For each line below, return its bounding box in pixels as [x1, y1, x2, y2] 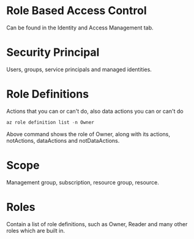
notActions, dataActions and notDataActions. [6, 137, 120, 144]
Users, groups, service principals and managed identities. [6, 66, 152, 73]
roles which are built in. [6, 227, 65, 234]
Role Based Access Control [6, 4, 147, 18]
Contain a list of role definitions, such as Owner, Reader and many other [6, 220, 188, 227]
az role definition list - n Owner [6, 119, 95, 126]
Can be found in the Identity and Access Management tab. [6, 24, 154, 31]
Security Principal [6, 45, 100, 59]
